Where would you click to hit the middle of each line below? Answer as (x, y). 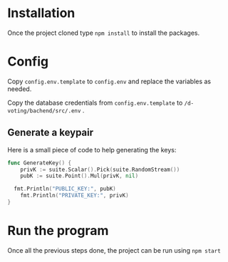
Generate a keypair (51, 133)
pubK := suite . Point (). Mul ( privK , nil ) (79, 176)
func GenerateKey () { (40, 163)
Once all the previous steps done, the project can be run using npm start (114, 250)
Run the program (58, 231)
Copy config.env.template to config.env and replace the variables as (109, 81)
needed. (20, 89)
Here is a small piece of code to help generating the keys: (92, 150)
